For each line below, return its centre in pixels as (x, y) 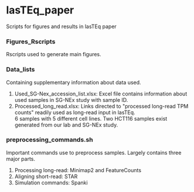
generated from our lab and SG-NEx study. (66, 125)
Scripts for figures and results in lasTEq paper (62, 26)
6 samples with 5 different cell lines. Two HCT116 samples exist (91, 118)
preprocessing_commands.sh (50, 140)
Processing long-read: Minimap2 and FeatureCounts (78, 170)
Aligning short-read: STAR (46, 176)
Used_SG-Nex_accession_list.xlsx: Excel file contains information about (101, 94)
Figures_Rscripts (31, 42)
